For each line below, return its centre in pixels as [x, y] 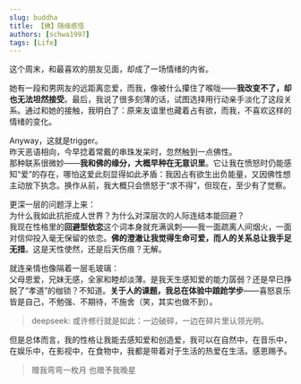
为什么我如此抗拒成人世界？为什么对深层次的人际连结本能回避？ [127, 216]
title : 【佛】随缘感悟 [47, 26]
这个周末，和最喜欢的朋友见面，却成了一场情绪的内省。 [111, 69]
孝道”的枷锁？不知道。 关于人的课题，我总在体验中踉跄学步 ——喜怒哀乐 [159, 291]
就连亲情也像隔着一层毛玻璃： [64, 269]
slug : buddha [34, 17]
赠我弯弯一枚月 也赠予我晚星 [83, 370]
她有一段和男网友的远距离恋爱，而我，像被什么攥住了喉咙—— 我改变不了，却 [150, 88]
